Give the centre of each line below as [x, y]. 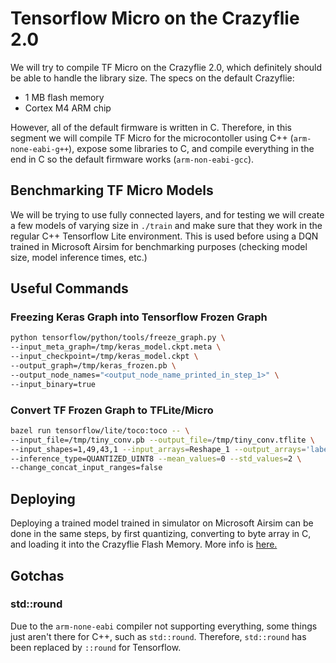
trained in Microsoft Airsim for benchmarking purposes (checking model [159, 246]
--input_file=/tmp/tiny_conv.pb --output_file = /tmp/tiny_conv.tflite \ [162, 440]
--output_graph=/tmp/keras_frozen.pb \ [93, 366]
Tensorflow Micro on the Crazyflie [155, 18]
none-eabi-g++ [40, 149]
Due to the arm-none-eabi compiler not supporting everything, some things [164, 626]
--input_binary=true [53, 384]
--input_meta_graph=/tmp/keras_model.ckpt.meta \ [116, 347]
